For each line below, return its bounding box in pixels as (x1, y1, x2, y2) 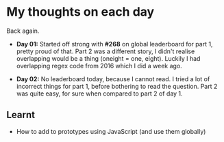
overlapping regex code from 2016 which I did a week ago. (16, 61, 182, 70)
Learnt (6, 109, 36, 121)
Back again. (6, 27, 40, 35)
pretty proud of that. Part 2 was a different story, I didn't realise (16, 47, 195, 55)
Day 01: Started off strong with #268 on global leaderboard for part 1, (16, 40, 213, 48)
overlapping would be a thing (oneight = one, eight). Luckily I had (16, 54, 201, 62)
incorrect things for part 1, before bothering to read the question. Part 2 (16, 82, 218, 90)
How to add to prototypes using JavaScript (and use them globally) (16, 127, 206, 135)
